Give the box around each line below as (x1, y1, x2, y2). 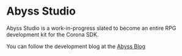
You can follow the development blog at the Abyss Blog (6, 43, 145, 50)
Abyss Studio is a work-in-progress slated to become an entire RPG (6, 24, 177, 32)
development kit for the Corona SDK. (6, 30, 99, 38)
